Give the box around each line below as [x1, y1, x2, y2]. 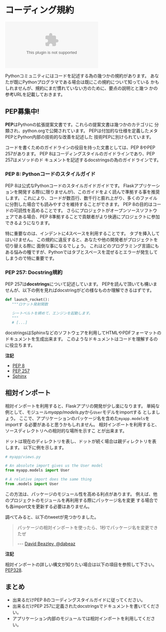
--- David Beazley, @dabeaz [17, 541, 76, 547]
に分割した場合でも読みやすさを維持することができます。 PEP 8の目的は [5, 202, 153, 208]
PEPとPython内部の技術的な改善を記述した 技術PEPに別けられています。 [5, 134, 154, 140]
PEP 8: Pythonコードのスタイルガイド [5, 170, 96, 177]
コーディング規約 [5, 4, 74, 16]
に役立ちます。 [5, 342, 36, 348]
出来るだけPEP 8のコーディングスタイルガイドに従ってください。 [12, 597, 146, 603]
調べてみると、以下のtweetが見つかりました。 [5, 514, 99, 520]
